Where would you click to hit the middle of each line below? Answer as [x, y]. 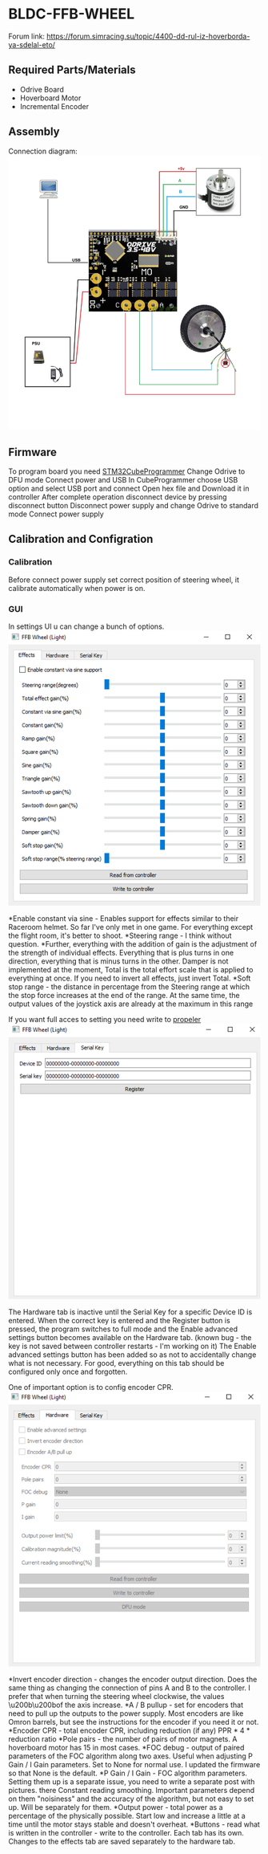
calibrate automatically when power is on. [77, 588]
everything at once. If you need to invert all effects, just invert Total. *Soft [130, 978]
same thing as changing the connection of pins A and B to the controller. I [129, 1688]
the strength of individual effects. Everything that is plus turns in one [121, 952]
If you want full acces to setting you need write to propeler [105, 1019]
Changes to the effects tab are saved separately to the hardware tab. [122, 1841]
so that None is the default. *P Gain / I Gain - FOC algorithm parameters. [128, 1773]
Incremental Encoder [54, 106]
